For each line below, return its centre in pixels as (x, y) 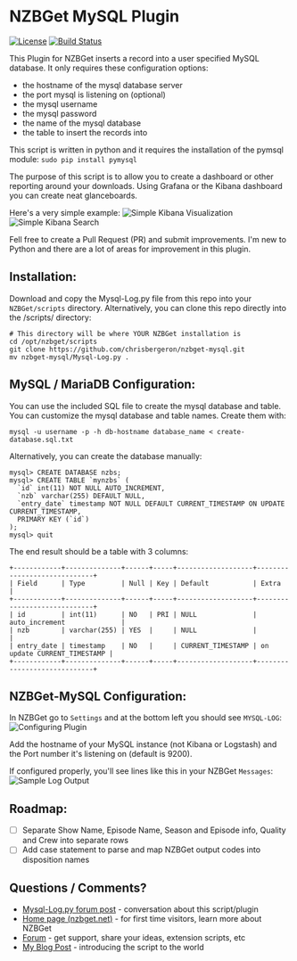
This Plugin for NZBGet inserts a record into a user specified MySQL (135, 58)
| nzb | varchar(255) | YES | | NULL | (133, 630)
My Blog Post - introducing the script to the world (113, 948)
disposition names (56, 860)
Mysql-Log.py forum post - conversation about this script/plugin (140, 909)
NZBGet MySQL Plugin (95, 16)
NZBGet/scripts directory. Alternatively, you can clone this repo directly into (148, 308)
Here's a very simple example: (65, 212)
